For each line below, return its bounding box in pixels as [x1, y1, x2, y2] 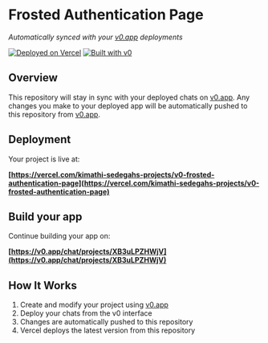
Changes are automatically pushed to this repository [19, 317, 193, 327]
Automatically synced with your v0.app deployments [8, 32, 183, 42]
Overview [8, 71, 59, 85]
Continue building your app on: [8, 231, 111, 241]
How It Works [8, 279, 78, 292]
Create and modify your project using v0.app [19, 300, 169, 310]
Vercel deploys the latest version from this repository [19, 325, 196, 335]
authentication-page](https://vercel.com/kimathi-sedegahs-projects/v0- [8, 178, 260, 188]
